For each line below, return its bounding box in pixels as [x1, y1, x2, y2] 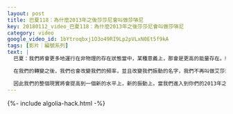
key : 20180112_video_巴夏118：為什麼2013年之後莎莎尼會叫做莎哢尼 [7, 23, 184, 30]
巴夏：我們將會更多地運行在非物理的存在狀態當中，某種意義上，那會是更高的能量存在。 [13, 55, 225, 62]
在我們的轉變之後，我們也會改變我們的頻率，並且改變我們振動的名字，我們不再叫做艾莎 [13, 67, 225, 75]
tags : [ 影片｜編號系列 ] [7, 42, 69, 49]
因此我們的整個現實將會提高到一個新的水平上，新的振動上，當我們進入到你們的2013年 [13, 80, 222, 87]
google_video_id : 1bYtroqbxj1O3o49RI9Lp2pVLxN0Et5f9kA [7, 36, 169, 43]
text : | [7, 49, 30, 56]
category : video [7, 29, 54, 37]
